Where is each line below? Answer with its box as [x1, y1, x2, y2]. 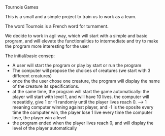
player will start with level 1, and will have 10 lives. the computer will [12, 94, 149, 100]
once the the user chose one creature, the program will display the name [12, 78, 160, 84]
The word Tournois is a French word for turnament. [5, 23, 109, 29]
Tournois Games [5, 4, 38, 10]
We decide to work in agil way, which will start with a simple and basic [5, 33, 148, 38]
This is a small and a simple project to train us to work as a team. [5, 14, 136, 19]
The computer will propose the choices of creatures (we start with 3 [12, 68, 151, 73]
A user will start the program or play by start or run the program [12, 63, 142, 68]
